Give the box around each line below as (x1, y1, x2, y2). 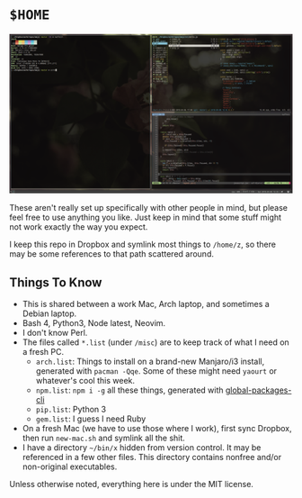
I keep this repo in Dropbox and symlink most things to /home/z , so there (9, 239, 277, 250)
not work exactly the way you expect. (9, 222, 148, 232)
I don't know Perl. (22, 328, 88, 339)
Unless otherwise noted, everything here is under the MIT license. (9, 479, 254, 490)
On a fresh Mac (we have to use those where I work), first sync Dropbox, (22, 423, 292, 434)
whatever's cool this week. (35, 376, 136, 386)
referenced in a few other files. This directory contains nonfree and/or (22, 452, 281, 463)
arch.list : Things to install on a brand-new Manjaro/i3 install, (35, 356, 265, 367)
